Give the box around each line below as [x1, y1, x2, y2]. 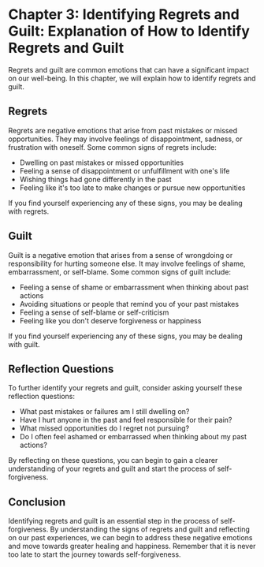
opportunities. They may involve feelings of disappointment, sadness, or [8, 134, 243, 144]
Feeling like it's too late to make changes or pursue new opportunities [19, 183, 246, 192]
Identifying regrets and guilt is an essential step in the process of [8, 517, 219, 526]
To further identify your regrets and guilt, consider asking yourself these [8, 383, 243, 393]
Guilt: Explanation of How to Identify [8, 22, 251, 40]
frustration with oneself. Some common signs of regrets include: [8, 142, 217, 151]
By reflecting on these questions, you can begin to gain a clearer [8, 456, 218, 465]
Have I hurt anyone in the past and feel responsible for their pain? [19, 416, 232, 425]
